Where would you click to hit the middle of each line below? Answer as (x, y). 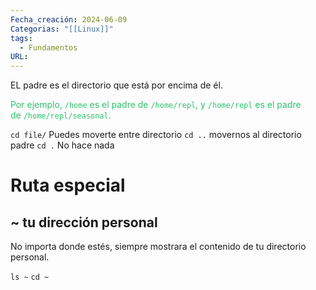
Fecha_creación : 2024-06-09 (69, 19)
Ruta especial (68, 185)
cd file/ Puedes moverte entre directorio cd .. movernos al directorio (156, 135)
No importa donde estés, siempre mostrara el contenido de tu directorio (158, 247)
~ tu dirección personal (84, 222)
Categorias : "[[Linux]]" (62, 29)
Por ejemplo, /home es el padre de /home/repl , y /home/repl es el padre (156, 105)
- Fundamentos (48, 47)
